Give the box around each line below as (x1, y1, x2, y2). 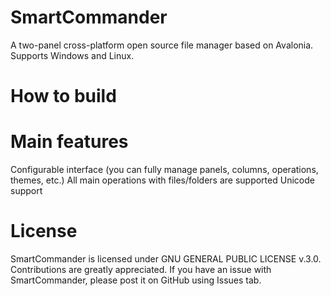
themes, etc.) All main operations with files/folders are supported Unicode (10, 174, 315, 186)
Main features (10, 131, 129, 153)
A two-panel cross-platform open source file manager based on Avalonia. (10, 39, 314, 51)
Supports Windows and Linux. (10, 49, 135, 61)
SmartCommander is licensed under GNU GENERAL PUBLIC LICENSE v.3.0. (10, 253, 322, 265)
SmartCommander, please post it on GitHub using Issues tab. (10, 274, 262, 286)
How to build (10, 85, 117, 108)
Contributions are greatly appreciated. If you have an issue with (10, 264, 272, 275)
